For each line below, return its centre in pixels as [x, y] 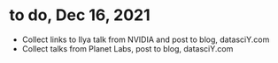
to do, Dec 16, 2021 [80, 15]
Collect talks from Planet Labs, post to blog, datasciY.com [127, 48]
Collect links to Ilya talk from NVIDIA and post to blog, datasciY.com [146, 39]
